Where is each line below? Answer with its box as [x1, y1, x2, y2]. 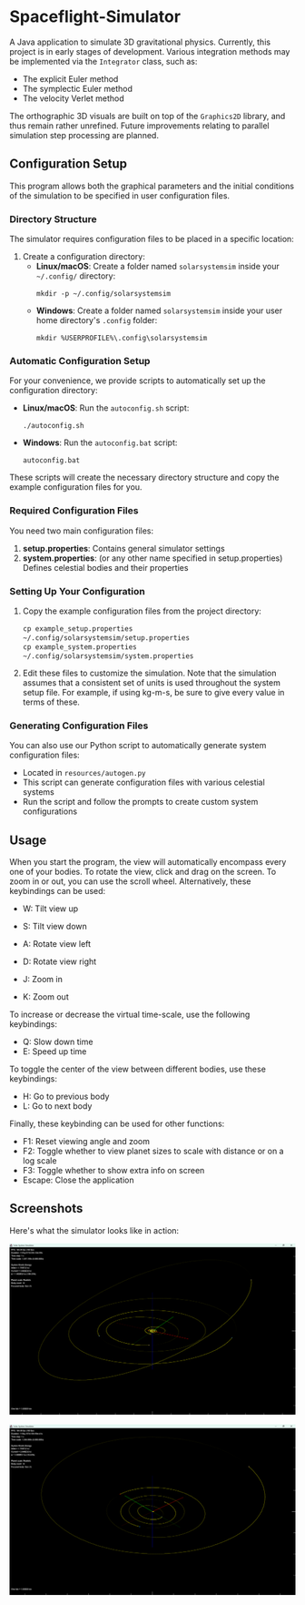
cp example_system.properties [22, 642, 138, 652]
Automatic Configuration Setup [9, 354, 151, 367]
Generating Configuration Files [9, 719, 149, 732]
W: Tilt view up [22, 903, 79, 914]
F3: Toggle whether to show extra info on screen [22, 1165, 205, 1176]
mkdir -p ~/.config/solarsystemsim [35, 290, 171, 299]
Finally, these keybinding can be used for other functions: [9, 1118, 225, 1130]
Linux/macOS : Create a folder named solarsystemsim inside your [35, 261, 280, 272]
